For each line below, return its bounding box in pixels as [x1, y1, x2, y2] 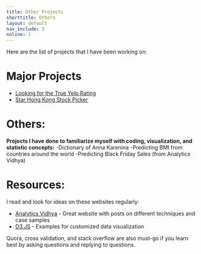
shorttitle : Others [6, 15, 56, 21]
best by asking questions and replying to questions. [6, 241, 135, 248]
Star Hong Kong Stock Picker [15, 96, 88, 103]
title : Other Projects [6, 9, 64, 15]
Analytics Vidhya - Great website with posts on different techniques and [15, 210, 196, 217]
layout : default [6, 20, 47, 26]
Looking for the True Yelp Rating [15, 89, 96, 97]
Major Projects [6, 69, 82, 83]
